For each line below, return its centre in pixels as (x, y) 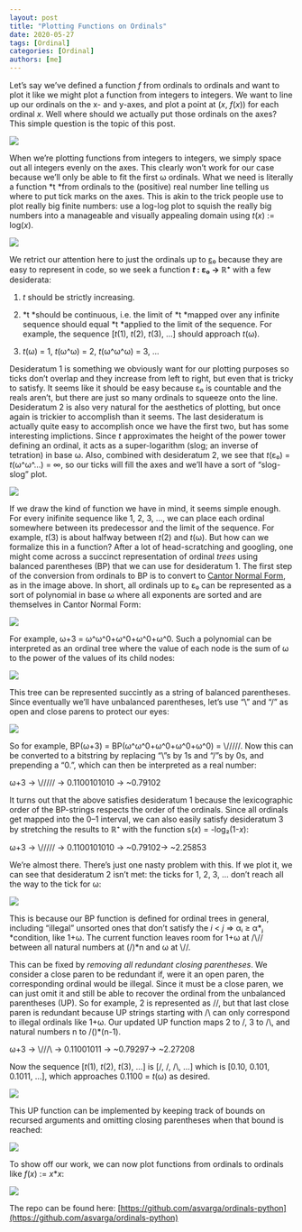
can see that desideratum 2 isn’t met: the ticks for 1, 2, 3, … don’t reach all (146, 874)
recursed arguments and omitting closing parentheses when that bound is (146, 1120)
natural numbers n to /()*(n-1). (65, 1032)
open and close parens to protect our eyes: (89, 712)
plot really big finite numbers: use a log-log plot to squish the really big (141, 206)
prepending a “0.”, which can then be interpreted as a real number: (133, 765)
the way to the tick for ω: (55, 884)
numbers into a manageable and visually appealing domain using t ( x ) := (142, 216)
